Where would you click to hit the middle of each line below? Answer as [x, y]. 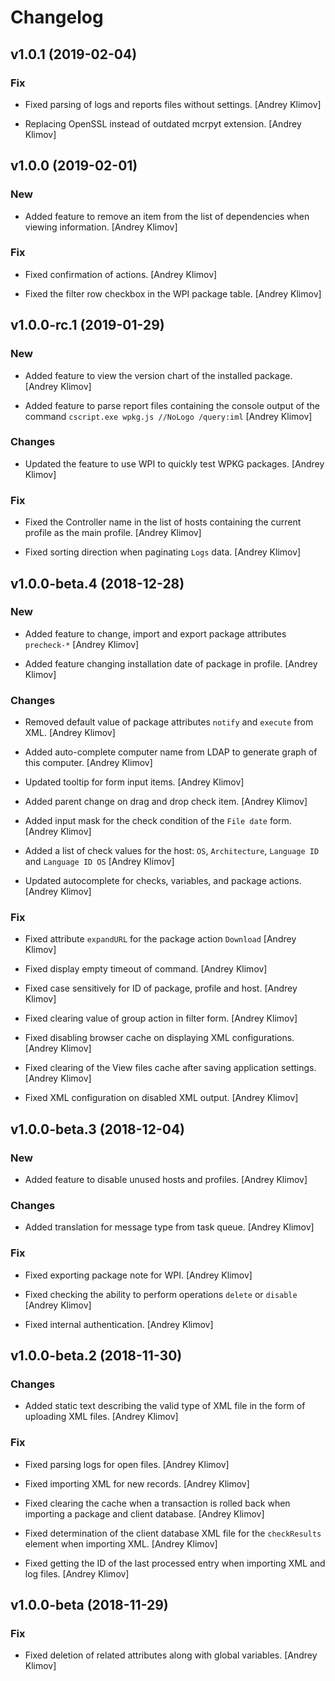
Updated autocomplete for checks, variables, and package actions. [163, 881]
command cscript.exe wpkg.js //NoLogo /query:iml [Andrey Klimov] [168, 416]
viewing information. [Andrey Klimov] [101, 227]
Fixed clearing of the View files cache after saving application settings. [170, 1068]
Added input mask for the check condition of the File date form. [158, 821]
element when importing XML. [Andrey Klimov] [121, 1543]
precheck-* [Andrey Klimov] [82, 644]
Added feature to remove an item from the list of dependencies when [167, 216]
